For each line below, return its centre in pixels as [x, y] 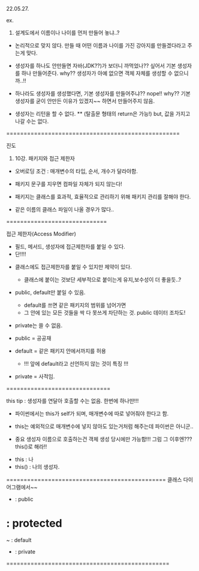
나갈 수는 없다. [32, 121]
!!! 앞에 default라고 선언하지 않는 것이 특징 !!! [76, 364]
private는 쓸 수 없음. [39, 325]
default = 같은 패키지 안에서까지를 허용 [61, 351]
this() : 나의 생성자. [37, 467]
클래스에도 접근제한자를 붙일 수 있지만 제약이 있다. [73, 267]
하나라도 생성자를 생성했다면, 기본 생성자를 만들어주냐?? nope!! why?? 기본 [102, 93]
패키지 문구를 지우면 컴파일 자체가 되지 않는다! [69, 184]
